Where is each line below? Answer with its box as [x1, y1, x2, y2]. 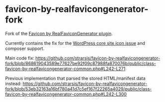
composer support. [5, 45, 45, 51]
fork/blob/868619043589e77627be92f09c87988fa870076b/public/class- [5, 60, 157, 66]
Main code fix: [5, 55, 35, 61]
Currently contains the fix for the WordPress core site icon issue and [5, 40, 145, 46]
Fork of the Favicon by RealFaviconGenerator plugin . [5, 30, 113, 36]
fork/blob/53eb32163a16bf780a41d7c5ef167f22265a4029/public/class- [5, 86, 152, 92]
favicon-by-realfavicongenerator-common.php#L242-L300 [5, 91, 127, 97]
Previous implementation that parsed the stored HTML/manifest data [5, 75, 146, 81]
